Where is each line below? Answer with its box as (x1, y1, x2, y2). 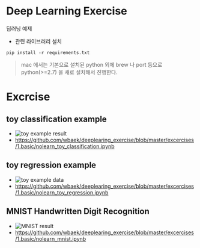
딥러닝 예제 (6, 25, 32, 32)
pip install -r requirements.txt (6, 49, 90, 55)
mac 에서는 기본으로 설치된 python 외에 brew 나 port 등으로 (20, 61, 163, 68)
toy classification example (6, 114, 107, 124)
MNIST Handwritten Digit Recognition (6, 206, 150, 217)
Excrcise (6, 90, 50, 104)
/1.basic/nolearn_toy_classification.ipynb (14, 143, 115, 150)
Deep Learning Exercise (6, 4, 127, 18)
